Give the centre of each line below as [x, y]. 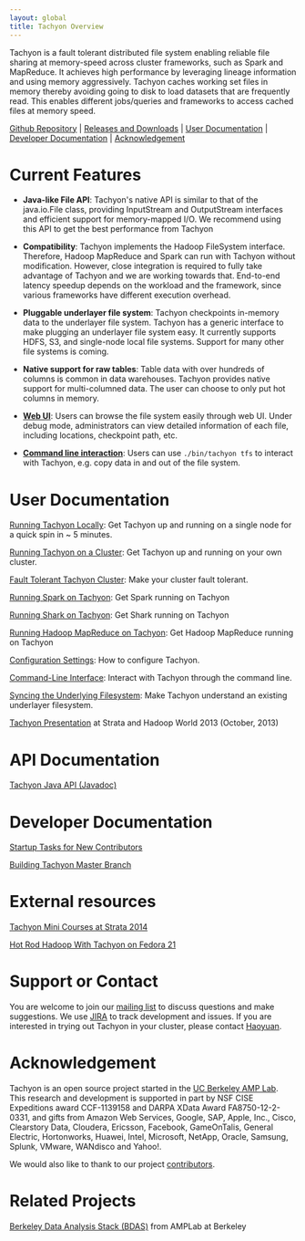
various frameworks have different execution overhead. [127, 295]
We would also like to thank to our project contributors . [112, 1164]
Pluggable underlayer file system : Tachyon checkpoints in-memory [151, 313]
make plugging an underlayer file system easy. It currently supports [149, 332]
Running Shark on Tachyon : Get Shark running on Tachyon [119, 615]
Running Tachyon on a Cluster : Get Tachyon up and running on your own [146, 552]
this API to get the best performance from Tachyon [118, 229]
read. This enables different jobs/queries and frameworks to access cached [152, 100]
